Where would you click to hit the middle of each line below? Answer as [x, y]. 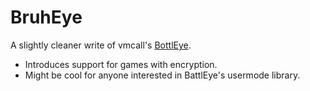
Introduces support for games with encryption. [121, 64]
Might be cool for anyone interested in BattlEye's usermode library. [162, 75]
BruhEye [46, 17]
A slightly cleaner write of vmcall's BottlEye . [101, 45]
